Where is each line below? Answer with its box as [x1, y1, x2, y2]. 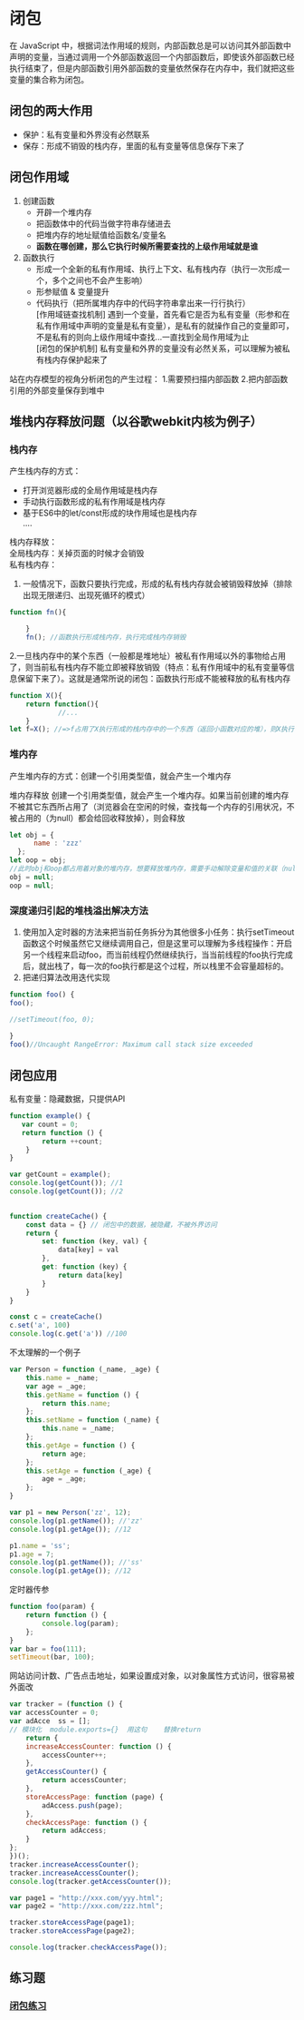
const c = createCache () [9, 1312, 103, 1321]
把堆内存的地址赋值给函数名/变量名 [35, 229, 166, 240]
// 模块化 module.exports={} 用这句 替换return [9, 1725, 202, 1734]
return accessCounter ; [42, 1776, 128, 1785]
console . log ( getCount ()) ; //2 [9, 1187, 124, 1196]
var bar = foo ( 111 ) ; [9, 1644, 88, 1653]
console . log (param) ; [42, 1619, 119, 1628]
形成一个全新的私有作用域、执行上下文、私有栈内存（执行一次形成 [35, 263, 282, 274]
